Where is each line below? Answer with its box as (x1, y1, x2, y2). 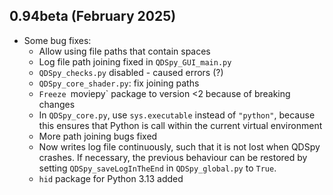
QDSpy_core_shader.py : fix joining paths (38, 77, 200, 89)
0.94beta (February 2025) (9, 8, 177, 25)
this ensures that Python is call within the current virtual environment (38, 119, 323, 131)
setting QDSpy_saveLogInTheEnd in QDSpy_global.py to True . (38, 162, 277, 174)
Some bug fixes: (23, 34, 92, 46)
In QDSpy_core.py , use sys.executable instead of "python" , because (38, 109, 316, 121)
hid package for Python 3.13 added (38, 172, 184, 184)
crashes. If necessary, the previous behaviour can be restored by (38, 151, 308, 163)
